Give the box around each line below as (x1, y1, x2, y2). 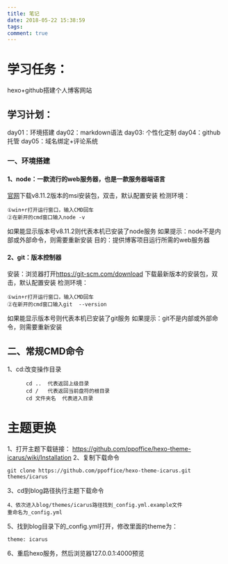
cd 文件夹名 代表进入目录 (25, 395, 94, 402)
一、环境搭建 (7, 156, 51, 166)
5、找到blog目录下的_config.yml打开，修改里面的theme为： (7, 522, 179, 531)
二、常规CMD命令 (7, 345, 85, 357)
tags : (7, 23, 23, 30)
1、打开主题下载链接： (7, 445, 71, 453)
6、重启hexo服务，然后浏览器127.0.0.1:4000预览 (7, 549, 145, 558)
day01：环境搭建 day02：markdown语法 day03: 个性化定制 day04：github (7, 128, 221, 136)
